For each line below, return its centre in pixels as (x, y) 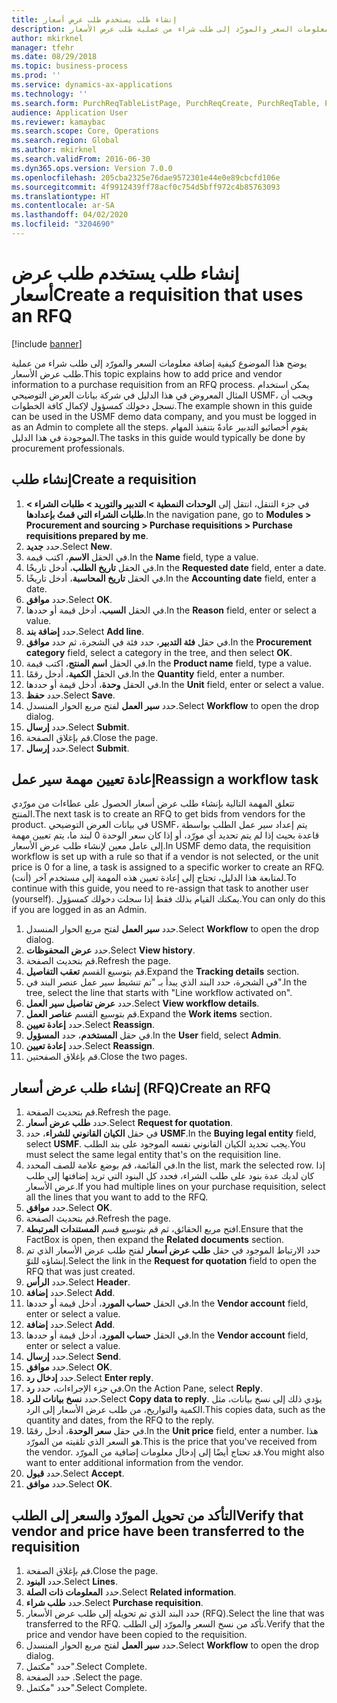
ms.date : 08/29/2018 (54, 57)
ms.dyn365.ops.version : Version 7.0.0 (92, 168)
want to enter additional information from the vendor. (134, 1463)
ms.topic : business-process (70, 66)
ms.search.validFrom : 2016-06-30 (81, 159)
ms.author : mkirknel (54, 150)
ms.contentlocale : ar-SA (63, 206)
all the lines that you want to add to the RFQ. (117, 1197)
